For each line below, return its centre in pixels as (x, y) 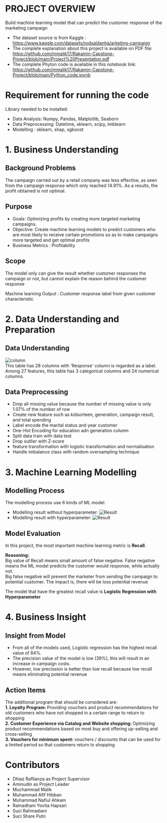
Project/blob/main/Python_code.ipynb (51, 75)
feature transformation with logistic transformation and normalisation (83, 447)
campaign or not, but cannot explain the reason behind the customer (76, 278)
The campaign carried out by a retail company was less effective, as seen (81, 180)
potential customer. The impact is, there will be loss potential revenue (77, 582)
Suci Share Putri (29, 816)
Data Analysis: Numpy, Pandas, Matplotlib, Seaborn (65, 119)
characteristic (19, 299)
